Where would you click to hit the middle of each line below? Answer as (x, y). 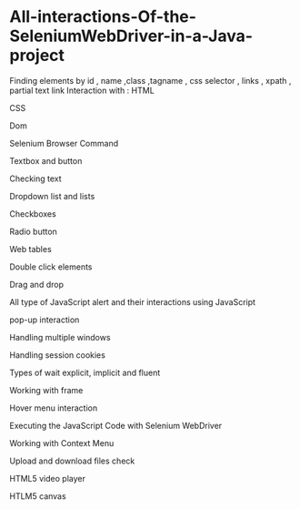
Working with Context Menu (62, 443)
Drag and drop (36, 284)
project (37, 56)
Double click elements (51, 267)
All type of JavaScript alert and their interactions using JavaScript (133, 301)
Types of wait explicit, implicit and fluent (85, 372)
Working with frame (46, 390)
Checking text (35, 178)
